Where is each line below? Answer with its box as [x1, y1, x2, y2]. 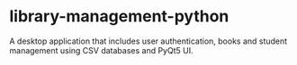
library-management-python [9, 6, 229, 27]
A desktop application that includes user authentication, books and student [9, 36, 288, 46]
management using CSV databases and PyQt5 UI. [9, 45, 193, 55]
